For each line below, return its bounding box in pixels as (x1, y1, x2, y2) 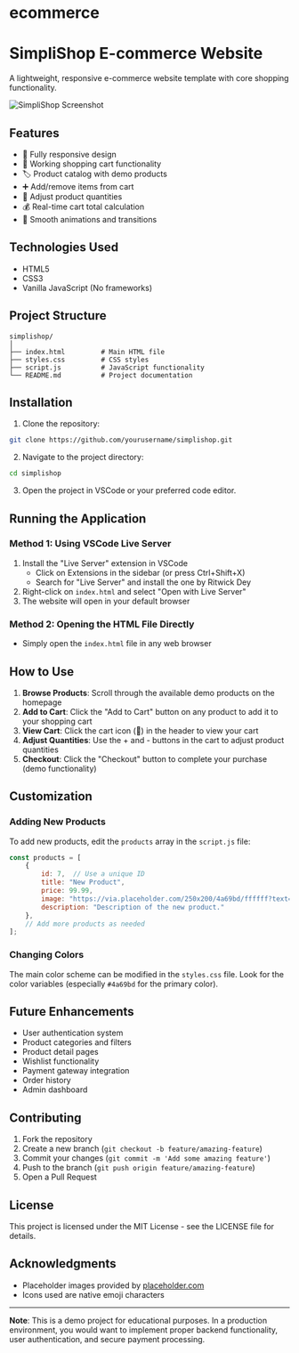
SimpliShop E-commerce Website (9, 44, 263, 64)
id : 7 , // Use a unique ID (41, 870, 145, 879)
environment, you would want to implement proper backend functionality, (9, 1325, 279, 1335)
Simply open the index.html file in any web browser (21, 638, 212, 649)
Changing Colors (9, 949, 85, 961)
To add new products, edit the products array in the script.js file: (9, 836, 251, 847)
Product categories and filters (21, 1037, 132, 1048)
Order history (21, 1075, 71, 1086)
